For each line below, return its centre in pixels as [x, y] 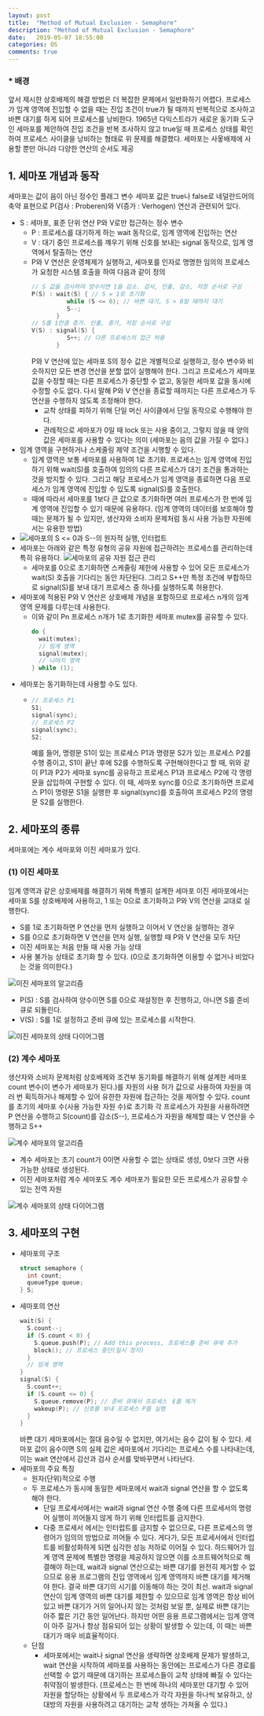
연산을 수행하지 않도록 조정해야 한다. [87, 400]
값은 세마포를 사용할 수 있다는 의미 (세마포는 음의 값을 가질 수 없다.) [146, 439]
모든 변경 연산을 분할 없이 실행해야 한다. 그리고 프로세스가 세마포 [157, 371]
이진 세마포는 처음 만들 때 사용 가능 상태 [80, 946]
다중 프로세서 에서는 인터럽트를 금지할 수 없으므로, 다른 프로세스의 [144, 1528]
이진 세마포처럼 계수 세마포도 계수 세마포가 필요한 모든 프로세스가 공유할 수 [134, 1179]
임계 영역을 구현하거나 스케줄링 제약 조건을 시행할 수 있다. [108, 450]
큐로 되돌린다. [41, 1009]
